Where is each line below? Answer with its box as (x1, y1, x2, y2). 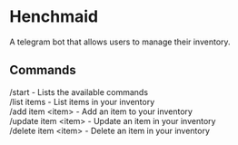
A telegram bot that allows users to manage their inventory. (9, 36, 231, 47)
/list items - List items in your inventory (9, 96, 155, 107)
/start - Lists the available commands (9, 86, 148, 97)
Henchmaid (9, 6, 98, 27)
